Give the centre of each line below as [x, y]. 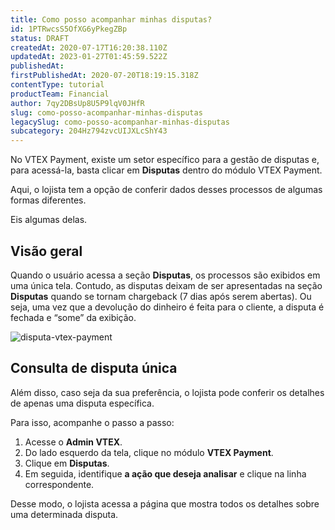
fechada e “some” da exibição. [73, 317]
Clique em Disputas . [67, 463]
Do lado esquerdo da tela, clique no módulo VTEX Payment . [149, 452]
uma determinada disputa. [64, 514]
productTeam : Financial [60, 94]
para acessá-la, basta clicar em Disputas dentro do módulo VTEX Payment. [166, 170]
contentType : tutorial [57, 85]
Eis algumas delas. [49, 220]
